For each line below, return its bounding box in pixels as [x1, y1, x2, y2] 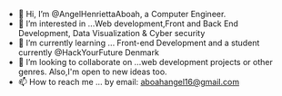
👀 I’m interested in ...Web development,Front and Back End [17, 18, 239, 29]
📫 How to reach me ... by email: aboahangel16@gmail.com [17, 77, 239, 87]
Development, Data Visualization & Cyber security [17, 28, 206, 38]
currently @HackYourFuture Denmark [17, 47, 159, 58]
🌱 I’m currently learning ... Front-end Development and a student [17, 37, 260, 48]
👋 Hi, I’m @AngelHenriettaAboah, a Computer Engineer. [17, 9, 227, 19]
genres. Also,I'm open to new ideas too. [17, 66, 167, 77]
